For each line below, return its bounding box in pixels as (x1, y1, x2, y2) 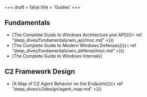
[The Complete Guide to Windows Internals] (11, 53, 103, 59)
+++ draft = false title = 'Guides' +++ (4, 4, 81, 10)
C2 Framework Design (4, 67, 75, 76)
